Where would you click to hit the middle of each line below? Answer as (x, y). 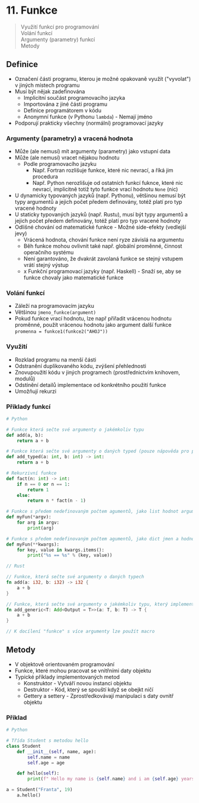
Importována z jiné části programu (65, 104)
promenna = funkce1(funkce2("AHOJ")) (61, 332)
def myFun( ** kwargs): (33, 544)
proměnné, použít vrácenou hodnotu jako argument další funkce (93, 325)
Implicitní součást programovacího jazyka (74, 97)
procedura (45, 177)
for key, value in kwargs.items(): (61, 550)
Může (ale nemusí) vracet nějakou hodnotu (67, 158)
